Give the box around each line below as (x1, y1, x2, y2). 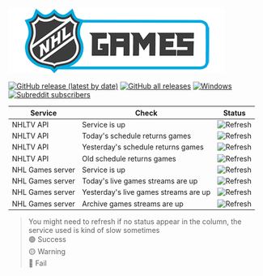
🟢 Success (28, 235, 66, 244)
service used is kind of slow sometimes (28, 226, 160, 235)
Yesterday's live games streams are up (82, 188, 211, 197)
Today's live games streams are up (82, 176, 198, 186)
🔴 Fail (28, 258, 47, 268)
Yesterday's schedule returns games (82, 142, 204, 152)
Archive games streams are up (82, 199, 184, 209)
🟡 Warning (28, 247, 66, 256)
